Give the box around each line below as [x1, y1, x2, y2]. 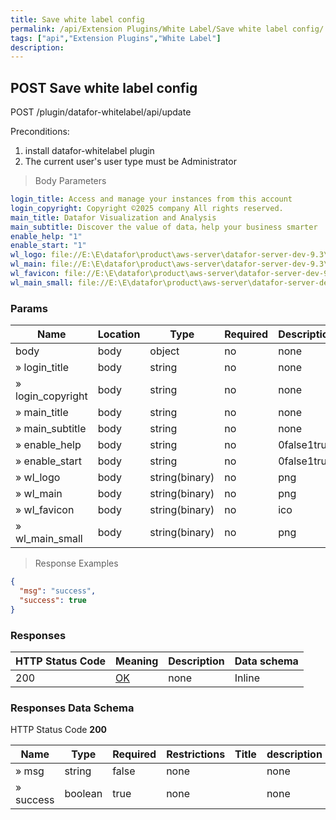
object [149, 344, 180, 358]
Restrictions [166, 747, 226, 761]
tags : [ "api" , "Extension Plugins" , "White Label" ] [10, 33, 222, 43]
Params [10, 301, 48, 315]
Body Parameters [34, 175, 107, 187]
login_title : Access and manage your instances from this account [10, 194, 293, 205]
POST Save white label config [10, 79, 198, 96]
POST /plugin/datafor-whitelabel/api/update [10, 106, 192, 118]
